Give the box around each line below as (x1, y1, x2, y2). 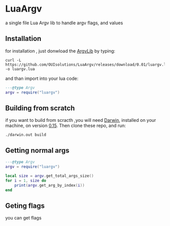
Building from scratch (5, 104, 75, 112)
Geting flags (5, 201, 45, 210)
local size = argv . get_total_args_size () (5, 173, 94, 178)
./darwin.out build (5, 132, 47, 138)
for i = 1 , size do (5, 178, 47, 183)
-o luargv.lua (5, 66, 35, 71)
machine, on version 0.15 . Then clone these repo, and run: (5, 122, 126, 129)
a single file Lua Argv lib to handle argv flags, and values (5, 20, 123, 26)
